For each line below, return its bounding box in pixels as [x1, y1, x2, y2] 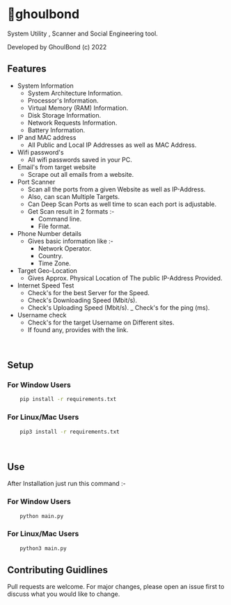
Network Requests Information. [27, 118, 118, 127]
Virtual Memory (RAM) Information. [27, 104, 129, 112]
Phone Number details [17, 229, 82, 237]
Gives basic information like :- [27, 237, 113, 245]
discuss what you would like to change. [7, 590, 120, 598]
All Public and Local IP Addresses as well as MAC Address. [27, 141, 197, 149]
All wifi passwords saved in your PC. [27, 155, 132, 164]
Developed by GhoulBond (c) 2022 [7, 42, 107, 51]
